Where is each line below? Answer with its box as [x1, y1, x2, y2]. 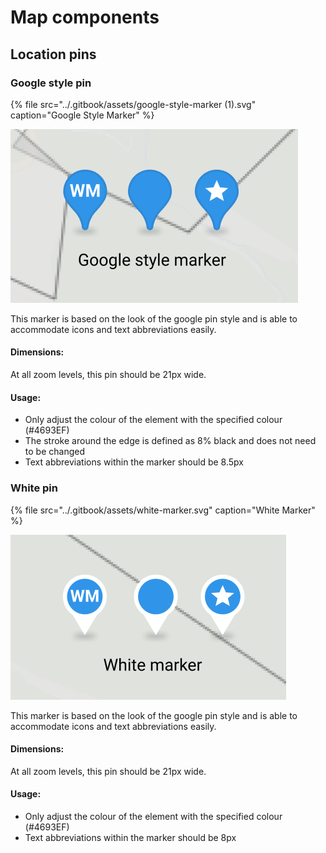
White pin [10, 481, 58, 495]
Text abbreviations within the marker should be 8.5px [24, 456, 244, 468]
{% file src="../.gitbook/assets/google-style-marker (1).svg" [10, 98, 257, 110]
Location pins [10, 46, 97, 63]
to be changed [24, 446, 85, 458]
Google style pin [10, 76, 92, 90]
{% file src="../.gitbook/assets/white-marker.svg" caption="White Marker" [10, 504, 316, 516]
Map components [10, 6, 160, 29]
